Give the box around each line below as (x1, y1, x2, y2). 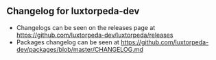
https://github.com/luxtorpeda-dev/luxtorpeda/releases (16, 31, 173, 39)
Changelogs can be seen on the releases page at (16, 23, 156, 31)
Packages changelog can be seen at (16, 37, 119, 46)
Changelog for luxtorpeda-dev (6, 5, 140, 17)
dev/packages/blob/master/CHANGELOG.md (16, 45, 143, 53)
